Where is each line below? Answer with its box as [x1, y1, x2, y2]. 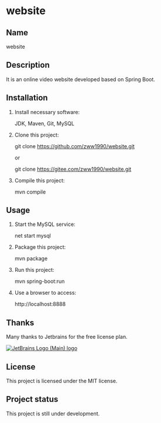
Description [6, 60, 50, 70]
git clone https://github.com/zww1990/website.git [14, 142, 135, 149]
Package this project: [14, 244, 66, 251]
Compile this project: [14, 176, 65, 184]
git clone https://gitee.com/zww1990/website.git [14, 165, 132, 172]
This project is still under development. [6, 410, 100, 417]
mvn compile [14, 188, 46, 195]
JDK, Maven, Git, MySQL [14, 119, 75, 127]
